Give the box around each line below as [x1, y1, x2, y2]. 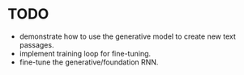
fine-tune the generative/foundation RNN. [19, 57, 159, 67]
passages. [19, 40, 54, 49]
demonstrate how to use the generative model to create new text [19, 31, 236, 41]
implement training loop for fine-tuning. [19, 48, 152, 58]
